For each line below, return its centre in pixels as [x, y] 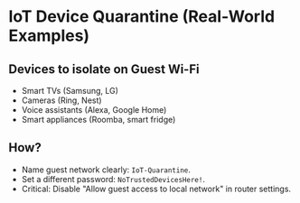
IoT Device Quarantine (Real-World [142, 17]
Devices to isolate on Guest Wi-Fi [104, 69]
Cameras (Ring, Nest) [61, 100]
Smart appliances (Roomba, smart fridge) [98, 120]
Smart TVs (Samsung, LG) [70, 91]
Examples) [49, 36]
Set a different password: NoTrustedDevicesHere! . [113, 179]
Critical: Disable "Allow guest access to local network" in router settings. [156, 189]
